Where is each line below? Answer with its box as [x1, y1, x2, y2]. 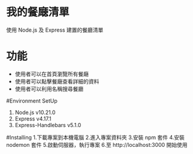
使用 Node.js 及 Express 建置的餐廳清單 [6, 26, 104, 33]
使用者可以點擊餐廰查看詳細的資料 [14, 78, 99, 85]
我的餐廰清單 [6, 5, 70, 19]
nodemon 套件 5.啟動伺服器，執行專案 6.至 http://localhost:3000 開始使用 [6, 141, 188, 148]
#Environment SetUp [6, 97, 58, 104]
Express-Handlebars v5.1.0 [14, 121, 82, 128]
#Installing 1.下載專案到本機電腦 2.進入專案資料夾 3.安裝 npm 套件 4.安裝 [6, 134, 185, 141]
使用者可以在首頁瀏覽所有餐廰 [14, 70, 89, 78]
